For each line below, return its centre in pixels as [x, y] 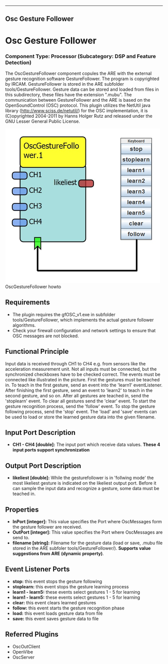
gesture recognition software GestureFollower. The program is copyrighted [82, 79]
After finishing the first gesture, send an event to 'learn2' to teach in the [79, 390]
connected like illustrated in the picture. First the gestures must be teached [82, 379]
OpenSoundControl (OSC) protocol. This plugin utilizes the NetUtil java [78, 105]
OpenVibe [23, 651]
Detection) [18, 62]
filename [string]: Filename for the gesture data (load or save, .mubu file [87, 543]
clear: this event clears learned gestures [54, 602]
